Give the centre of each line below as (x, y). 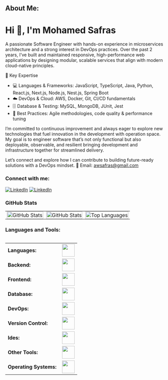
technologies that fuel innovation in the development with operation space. (83, 134)
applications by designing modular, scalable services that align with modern (84, 60)
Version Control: (28, 323)
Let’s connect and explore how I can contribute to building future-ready (79, 160)
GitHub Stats (21, 203)
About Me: (22, 8)
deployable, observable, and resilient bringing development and (71, 145)
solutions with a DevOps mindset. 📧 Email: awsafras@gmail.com (72, 165)
